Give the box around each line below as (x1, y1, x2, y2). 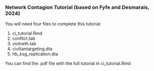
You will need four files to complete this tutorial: (5, 21, 102, 27)
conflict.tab (12, 35, 36, 41)
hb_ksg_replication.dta (12, 51, 58, 57)
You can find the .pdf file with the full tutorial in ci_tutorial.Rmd (5, 60, 131, 67)
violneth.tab (12, 41, 37, 47)
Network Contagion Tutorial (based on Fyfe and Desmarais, (5, 4, 150, 11)
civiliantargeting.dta (12, 46, 52, 52)
